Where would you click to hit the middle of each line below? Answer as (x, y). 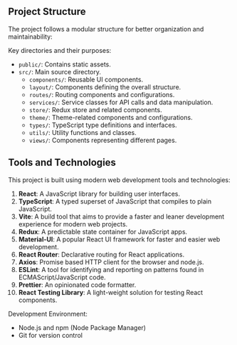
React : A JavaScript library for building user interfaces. (99, 194)
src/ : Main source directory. (60, 71)
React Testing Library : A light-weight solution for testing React (111, 292)
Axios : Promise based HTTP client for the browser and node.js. (111, 262)
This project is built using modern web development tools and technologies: (119, 180)
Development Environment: (48, 314)
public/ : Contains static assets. (64, 64)
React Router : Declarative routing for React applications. (101, 254)
